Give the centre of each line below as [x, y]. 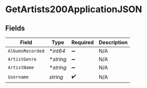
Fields [15, 28]
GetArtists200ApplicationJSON [74, 9]
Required [82, 42]
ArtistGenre [22, 59]
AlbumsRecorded [26, 51]
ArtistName [21, 67]
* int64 [57, 51]
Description [113, 42]
